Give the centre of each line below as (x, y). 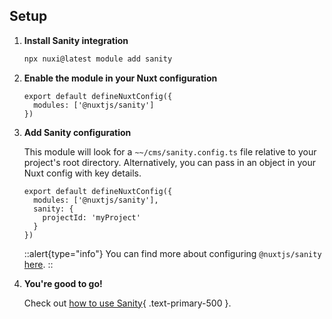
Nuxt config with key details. (82, 173)
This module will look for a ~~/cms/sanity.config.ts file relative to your (170, 151)
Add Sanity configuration (77, 132)
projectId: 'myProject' (91, 217)
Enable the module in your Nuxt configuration (120, 78)
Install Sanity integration (76, 40)
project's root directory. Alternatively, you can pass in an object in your (169, 162)
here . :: (38, 264)
